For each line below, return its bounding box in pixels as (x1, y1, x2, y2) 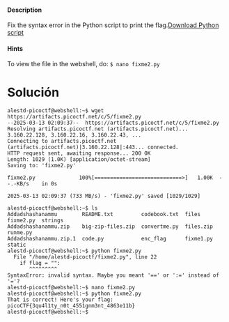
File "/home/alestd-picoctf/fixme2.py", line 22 (13, 254, 157, 261)
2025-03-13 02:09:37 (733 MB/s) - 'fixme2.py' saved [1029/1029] (7, 192, 200, 200)
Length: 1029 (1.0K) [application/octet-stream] (7, 156, 151, 163)
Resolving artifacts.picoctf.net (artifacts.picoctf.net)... (7, 125, 189, 132)
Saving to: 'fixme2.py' (7, 162, 77, 169)
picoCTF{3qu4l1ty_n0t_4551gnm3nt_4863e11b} (7, 302, 136, 309)
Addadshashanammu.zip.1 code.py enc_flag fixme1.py (7, 236, 214, 243)
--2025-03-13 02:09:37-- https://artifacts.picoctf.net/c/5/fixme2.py (7, 119, 219, 127)
